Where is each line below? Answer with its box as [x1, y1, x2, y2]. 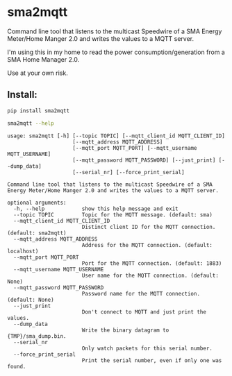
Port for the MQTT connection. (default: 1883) [81, 259, 222, 267]
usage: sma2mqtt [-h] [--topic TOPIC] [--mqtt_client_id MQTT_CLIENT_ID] [7, 133, 226, 139]
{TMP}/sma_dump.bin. [7, 332, 67, 340]
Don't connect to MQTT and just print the [81, 308, 207, 316]
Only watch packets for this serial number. [81, 345, 213, 352]
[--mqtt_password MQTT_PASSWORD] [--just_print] [72, 157, 216, 164]
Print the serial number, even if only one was [81, 357, 222, 364]
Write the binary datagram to [81, 327, 169, 334]
